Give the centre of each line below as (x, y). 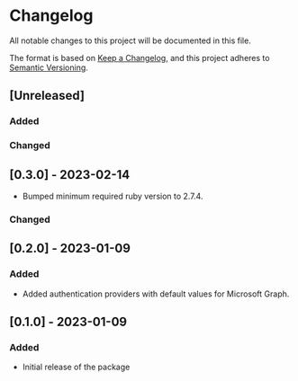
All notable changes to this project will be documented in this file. (131, 40)
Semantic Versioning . (49, 67)
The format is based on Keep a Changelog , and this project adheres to (140, 58)
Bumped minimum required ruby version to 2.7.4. (113, 196)
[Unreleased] (47, 96)
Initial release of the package (76, 367)
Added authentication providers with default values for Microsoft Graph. (156, 294)
